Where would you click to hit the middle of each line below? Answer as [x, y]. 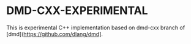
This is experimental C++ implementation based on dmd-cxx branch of [96, 28]
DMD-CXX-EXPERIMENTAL [77, 11]
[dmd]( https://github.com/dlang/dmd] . [54, 34]
